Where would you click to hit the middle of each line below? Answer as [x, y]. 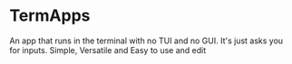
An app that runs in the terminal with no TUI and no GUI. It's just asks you [146, 41]
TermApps [50, 16]
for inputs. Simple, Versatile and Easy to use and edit [108, 50]
